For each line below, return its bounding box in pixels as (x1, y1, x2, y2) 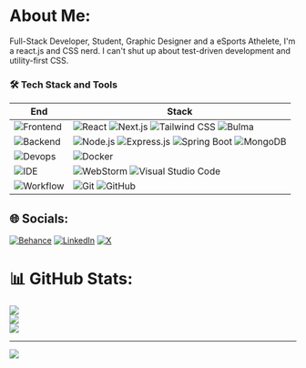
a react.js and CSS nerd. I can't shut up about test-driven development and (9, 45, 291, 56)
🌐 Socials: (9, 210, 69, 226)
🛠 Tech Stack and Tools (9, 78, 118, 91)
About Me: (9, 5, 91, 26)
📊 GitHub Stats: (9, 269, 134, 290)
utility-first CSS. (9, 55, 69, 66)
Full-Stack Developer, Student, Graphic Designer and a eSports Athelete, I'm (9, 36, 296, 46)
